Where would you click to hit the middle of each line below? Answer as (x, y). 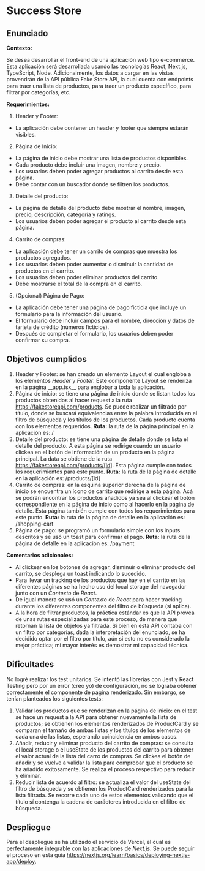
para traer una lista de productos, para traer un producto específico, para (99, 86)
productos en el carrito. (45, 271)
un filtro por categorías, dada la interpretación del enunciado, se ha (100, 632)
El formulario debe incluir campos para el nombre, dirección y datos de (105, 320)
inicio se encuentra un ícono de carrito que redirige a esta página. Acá (104, 491)
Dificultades (30, 664)
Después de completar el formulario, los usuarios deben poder (94, 334)
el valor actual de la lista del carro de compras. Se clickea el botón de (103, 756)
